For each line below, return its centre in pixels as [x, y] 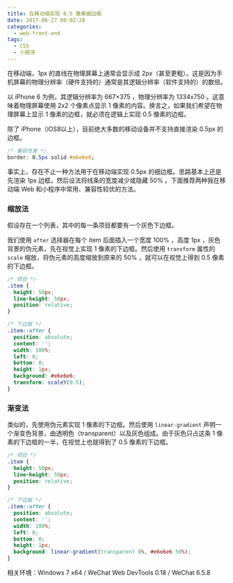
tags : [15, 40]
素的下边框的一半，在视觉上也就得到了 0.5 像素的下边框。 [90, 442]
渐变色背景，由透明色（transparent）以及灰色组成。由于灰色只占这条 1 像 [118, 433]
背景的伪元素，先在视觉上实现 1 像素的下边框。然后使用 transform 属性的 [111, 249]
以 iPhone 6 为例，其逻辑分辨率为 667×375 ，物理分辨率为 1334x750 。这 [113, 96]
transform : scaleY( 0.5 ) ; [49, 383]
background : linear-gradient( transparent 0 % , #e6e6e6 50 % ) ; [102, 552]
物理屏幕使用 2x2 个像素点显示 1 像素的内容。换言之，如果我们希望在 [118, 105]
